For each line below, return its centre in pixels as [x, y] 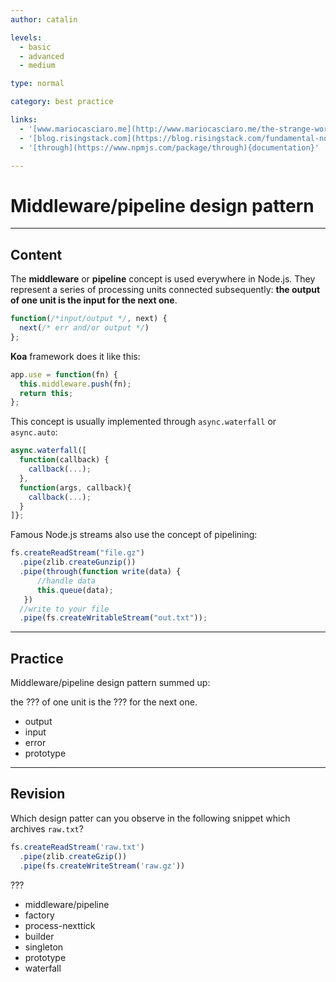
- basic [35, 47]
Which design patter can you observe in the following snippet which [150, 818]
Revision [38, 794]
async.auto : [34, 432]
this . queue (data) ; [75, 590]
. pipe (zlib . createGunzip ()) [78, 562]
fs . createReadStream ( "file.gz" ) [77, 553]
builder [39, 936]
